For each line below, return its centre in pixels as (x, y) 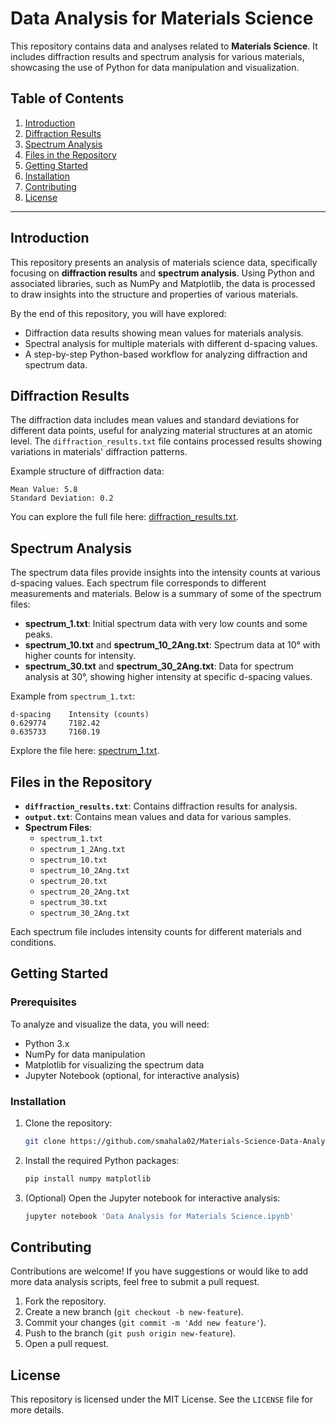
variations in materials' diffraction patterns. (99, 452)
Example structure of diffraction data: (87, 471)
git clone (45, 1141)
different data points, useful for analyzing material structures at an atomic (161, 431)
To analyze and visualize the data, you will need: (110, 1024)
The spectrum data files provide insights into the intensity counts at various (165, 573)
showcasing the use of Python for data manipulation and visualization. (155, 67)
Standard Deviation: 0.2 (62, 498)
